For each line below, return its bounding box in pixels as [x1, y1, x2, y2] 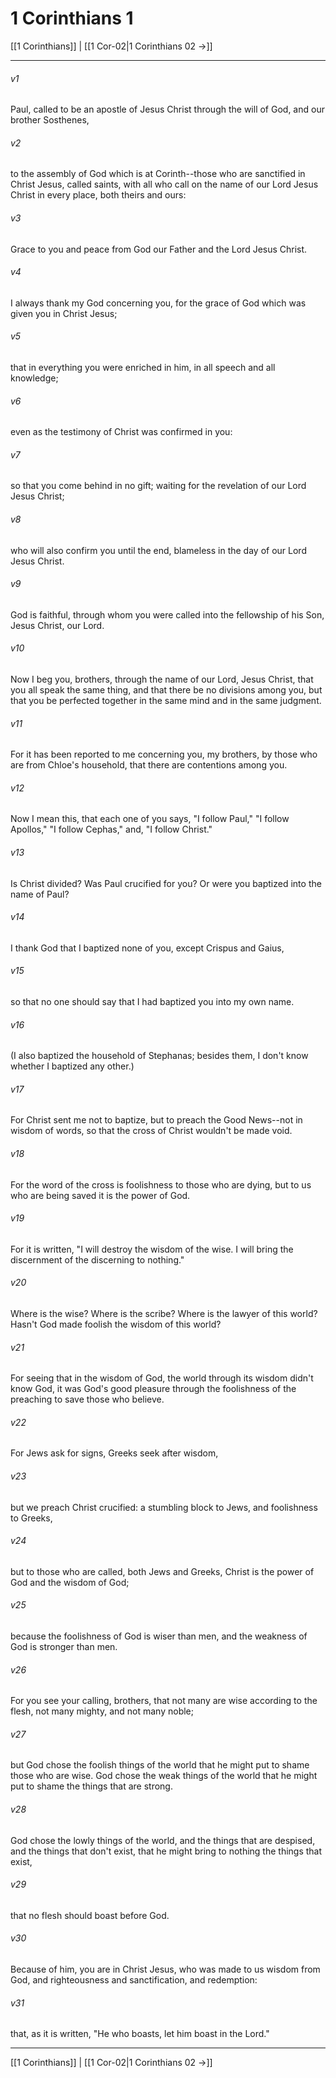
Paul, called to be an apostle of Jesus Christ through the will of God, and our [10, 103, 325, 116]
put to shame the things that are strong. [10, 1780, 173, 1792]
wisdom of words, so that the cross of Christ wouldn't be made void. [10, 1125, 293, 1137]
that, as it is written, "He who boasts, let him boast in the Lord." [10, 2028, 270, 2040]
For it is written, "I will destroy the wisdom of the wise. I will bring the [10, 1243, 294, 1255]
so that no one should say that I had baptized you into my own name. [10, 995, 295, 1007]
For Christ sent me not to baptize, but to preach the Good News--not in [10, 1114, 303, 1126]
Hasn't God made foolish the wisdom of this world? [10, 1318, 222, 1330]
